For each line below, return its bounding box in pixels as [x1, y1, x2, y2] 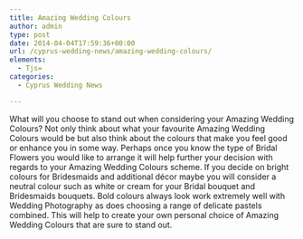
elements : [9, 55, 47, 64]
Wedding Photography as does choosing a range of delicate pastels [9, 200, 262, 211]
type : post [9, 30, 51, 39]
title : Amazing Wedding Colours [9, 13, 131, 23]
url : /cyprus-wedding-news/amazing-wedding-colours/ [9, 47, 213, 56]
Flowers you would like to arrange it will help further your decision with [9, 151, 273, 163]
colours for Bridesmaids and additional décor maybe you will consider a [9, 171, 277, 182]
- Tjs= [17, 64, 43, 73]
